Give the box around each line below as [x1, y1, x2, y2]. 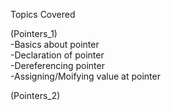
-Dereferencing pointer [10, 60, 105, 71]
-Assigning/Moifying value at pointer [10, 70, 161, 82]
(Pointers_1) [10, 28, 58, 39]
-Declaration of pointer [10, 49, 105, 61]
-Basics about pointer [10, 39, 100, 50]
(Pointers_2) [10, 90, 61, 101]
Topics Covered [10, 9, 76, 20]
